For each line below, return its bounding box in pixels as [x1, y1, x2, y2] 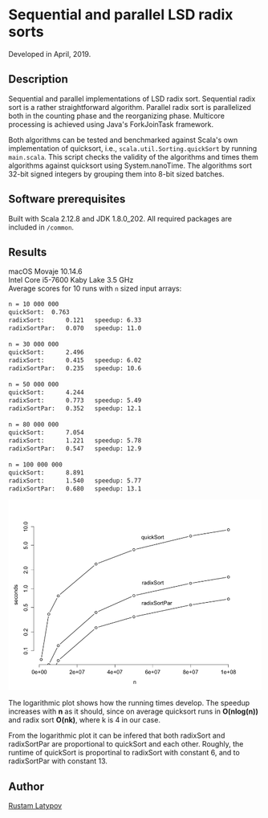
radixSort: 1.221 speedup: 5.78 [8, 437, 142, 445]
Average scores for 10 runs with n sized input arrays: [8, 283, 182, 294]
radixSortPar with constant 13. [8, 756, 108, 766]
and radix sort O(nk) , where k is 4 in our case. [8, 715, 160, 725]
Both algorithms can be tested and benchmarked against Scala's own [8, 135, 238, 144]
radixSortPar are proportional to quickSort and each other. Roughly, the [8, 739, 244, 749]
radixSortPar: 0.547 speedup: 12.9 [8, 445, 142, 453]
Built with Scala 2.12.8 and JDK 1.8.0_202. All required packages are [8, 214, 233, 223]
